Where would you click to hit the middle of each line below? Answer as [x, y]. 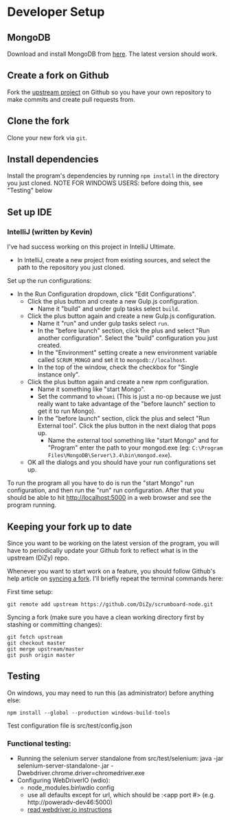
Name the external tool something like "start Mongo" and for [133, 441]
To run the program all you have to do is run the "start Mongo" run [101, 483]
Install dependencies [53, 159]
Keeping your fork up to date [70, 526]
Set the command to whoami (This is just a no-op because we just [129, 397]
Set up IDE [30, 212]
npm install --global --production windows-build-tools [89, 713]
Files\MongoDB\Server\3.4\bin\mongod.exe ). [110, 455]
